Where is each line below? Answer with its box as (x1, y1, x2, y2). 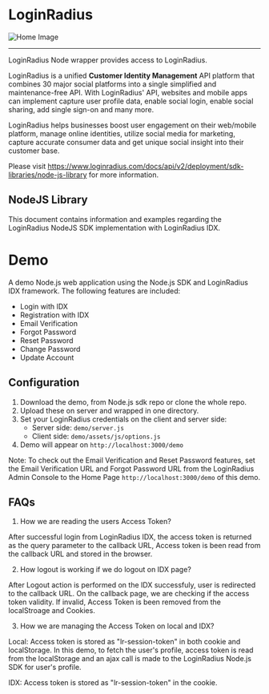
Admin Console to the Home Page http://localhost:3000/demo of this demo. (8, 472, 261, 482)
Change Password (19, 344, 81, 353)
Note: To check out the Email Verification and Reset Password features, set (8, 455, 256, 465)
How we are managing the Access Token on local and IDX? (19, 621, 215, 631)
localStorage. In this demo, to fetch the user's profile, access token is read (8, 645, 254, 655)
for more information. (88, 170, 159, 180)
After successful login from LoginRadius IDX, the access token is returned (8, 532, 252, 542)
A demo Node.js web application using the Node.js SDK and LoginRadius (8, 277, 248, 287)
